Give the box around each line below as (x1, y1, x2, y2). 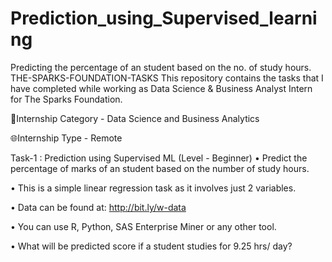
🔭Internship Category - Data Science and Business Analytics (10, 112, 260, 124)
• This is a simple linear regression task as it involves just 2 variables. (10, 182, 297, 194)
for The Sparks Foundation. (10, 93, 123, 105)
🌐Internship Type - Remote (10, 132, 123, 144)
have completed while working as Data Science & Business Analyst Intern (10, 82, 313, 94)
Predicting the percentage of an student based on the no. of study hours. (10, 61, 312, 73)
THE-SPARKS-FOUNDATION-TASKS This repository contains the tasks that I (10, 72, 324, 84)
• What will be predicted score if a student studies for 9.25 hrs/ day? (10, 240, 293, 252)
